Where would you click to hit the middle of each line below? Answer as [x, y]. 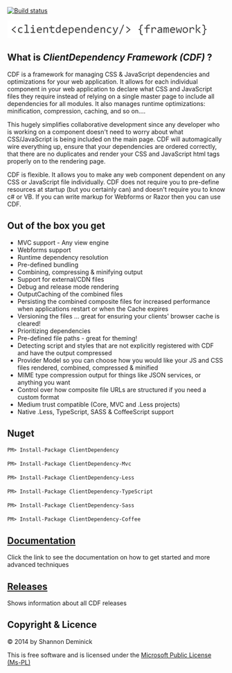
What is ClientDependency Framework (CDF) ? [110, 58]
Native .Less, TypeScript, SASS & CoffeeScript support [96, 411]
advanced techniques [38, 565]
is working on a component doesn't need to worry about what [95, 132]
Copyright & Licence [52, 625]
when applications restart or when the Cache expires [92, 309]
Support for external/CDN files [61, 279]
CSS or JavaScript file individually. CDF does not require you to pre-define [113, 182]
